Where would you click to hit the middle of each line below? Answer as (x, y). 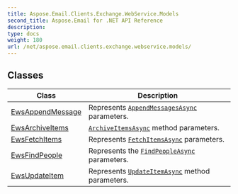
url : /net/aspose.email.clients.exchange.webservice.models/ (100, 47)
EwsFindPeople (36, 155)
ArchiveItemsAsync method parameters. (154, 127)
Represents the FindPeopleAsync (142, 151)
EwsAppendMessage (46, 112)
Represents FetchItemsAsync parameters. (157, 139)
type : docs (23, 34)
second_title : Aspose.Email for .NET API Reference (85, 21)
